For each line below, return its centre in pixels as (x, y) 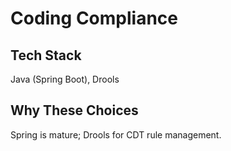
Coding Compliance (94, 18)
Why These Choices (74, 110)
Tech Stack (46, 55)
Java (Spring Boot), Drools (65, 79)
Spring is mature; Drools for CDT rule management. (116, 134)
